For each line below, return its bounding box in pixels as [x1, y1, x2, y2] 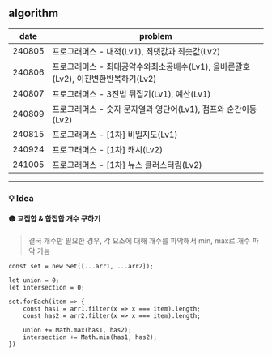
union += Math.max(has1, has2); [23, 326, 132, 334]
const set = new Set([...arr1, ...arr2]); [8, 262, 154, 270]
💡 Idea [8, 192, 34, 204]
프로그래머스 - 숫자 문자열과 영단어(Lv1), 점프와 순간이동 [52, 103, 257, 114]
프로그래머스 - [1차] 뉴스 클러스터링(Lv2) [52, 159, 202, 170]
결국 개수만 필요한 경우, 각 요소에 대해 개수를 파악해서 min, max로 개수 [28, 235, 251, 246]
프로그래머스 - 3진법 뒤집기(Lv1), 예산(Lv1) [52, 88, 211, 100]
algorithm [8, 6, 59, 20]
